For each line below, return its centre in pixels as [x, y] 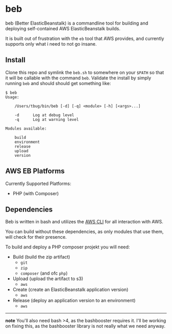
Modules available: [26, 129]
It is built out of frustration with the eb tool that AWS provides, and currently [85, 38]
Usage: [12, 97]
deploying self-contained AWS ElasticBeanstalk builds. [63, 28]
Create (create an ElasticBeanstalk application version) [70, 289]
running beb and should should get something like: [58, 83]
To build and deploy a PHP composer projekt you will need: [68, 247]
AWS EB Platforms [35, 171]
